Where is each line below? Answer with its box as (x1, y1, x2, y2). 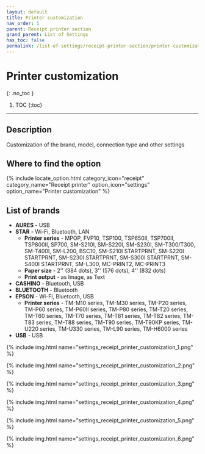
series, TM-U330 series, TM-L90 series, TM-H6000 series (39, 325, 188, 333)
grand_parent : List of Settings (6, 32, 88, 38)
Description (6, 124, 52, 135)
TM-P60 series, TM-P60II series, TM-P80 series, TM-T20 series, (24, 306, 188, 313)
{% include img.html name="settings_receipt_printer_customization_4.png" (6, 398, 195, 406)
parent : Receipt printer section (6, 26, 92, 32)
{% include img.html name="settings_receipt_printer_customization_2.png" (6, 362, 195, 369)
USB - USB (15, 332, 43, 339)
